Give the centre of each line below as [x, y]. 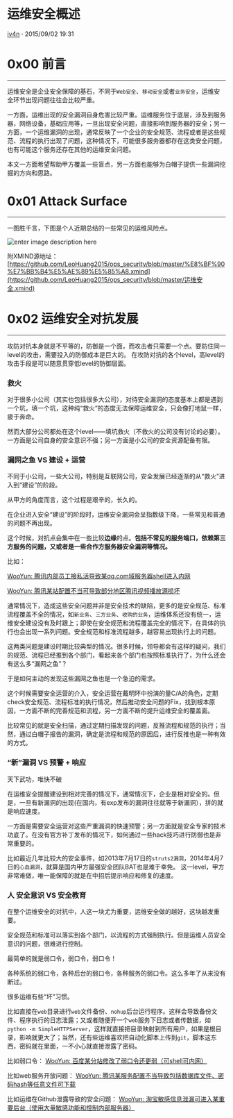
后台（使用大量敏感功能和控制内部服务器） [74, 1108]
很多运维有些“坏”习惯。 [41, 996]
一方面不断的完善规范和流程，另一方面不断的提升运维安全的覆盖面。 [116, 711]
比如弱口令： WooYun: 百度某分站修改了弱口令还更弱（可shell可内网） [107, 1060]
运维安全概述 [44, 14]
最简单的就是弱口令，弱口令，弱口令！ [62, 958]
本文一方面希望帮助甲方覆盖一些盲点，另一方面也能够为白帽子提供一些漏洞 [113, 164]
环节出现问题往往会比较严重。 [55, 100]
